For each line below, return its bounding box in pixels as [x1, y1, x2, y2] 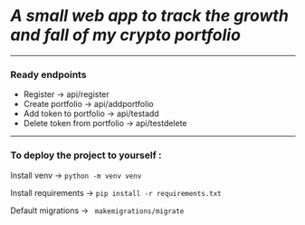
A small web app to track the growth [10, 5, 289, 26]
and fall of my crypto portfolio [10, 24, 241, 45]
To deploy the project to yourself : [10, 149, 162, 161]
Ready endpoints [10, 68, 87, 81]
